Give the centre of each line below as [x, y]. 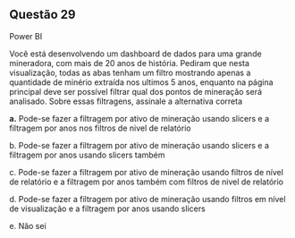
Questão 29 [42, 15]
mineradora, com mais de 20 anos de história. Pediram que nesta [130, 63]
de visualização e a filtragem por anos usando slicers [107, 208]
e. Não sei [28, 225]
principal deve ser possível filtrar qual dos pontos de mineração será [135, 91]
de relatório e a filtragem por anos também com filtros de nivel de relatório [147, 182]
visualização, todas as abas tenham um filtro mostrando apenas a [130, 72]
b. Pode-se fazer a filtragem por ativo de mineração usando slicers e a [139, 145]
